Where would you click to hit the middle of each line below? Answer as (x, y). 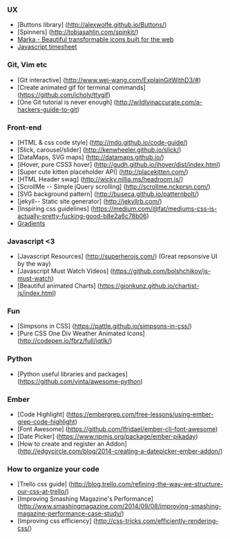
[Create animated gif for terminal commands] (82, 87)
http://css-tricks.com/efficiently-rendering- (157, 521)
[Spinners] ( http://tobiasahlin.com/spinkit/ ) (78, 32)
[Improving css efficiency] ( (56, 521)
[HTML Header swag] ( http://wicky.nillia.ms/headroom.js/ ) (100, 179)
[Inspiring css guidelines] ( (55, 209)
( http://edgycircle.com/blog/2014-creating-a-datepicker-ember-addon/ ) (120, 451)
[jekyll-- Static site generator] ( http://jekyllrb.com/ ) (89, 201)
